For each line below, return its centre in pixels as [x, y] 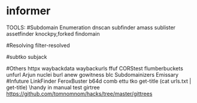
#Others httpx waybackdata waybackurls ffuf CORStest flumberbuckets [95, 68]
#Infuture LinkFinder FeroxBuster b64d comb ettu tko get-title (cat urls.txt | [99, 81]
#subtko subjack [27, 57]
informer [28, 11]
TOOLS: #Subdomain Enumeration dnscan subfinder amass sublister [91, 27]
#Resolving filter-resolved [38, 45]
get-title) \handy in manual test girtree [53, 87]
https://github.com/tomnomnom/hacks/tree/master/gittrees [79, 93]
